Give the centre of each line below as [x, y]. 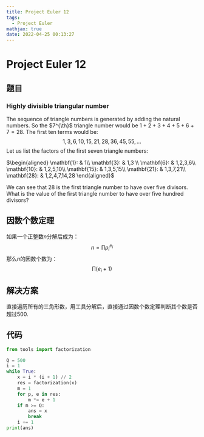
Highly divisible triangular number [58, 105]
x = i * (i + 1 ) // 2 [44, 377]
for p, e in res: [39, 394]
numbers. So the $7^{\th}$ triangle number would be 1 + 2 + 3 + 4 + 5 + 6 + [100, 125]
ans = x [38, 411]
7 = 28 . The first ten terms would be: [52, 132]
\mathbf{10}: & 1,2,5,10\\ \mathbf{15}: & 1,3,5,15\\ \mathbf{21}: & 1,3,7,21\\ [96, 169]
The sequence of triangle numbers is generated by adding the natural [93, 119]
